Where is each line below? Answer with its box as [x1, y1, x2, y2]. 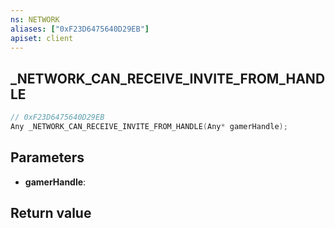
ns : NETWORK [10, 14, 60, 25]
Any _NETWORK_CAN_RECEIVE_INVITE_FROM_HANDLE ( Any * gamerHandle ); [10, 122, 288, 132]
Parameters [10, 149, 85, 166]
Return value [10, 205, 92, 222]
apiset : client [10, 33, 74, 43]
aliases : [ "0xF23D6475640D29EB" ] [10, 24, 150, 34]
